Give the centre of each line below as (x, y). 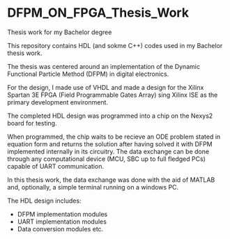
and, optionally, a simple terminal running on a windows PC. (93, 187)
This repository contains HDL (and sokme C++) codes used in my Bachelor (115, 45)
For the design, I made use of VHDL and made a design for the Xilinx (106, 87)
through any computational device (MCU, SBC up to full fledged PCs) (106, 159)
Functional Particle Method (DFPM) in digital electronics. (88, 74)
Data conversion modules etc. (60, 229)
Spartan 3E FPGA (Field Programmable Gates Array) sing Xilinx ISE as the (113, 95)
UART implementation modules (62, 222)
